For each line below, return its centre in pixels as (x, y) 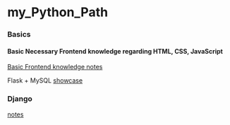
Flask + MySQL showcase (45, 81)
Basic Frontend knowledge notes (55, 67)
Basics (19, 35)
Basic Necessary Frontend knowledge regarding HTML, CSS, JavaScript (115, 51)
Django (20, 99)
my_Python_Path (57, 12)
